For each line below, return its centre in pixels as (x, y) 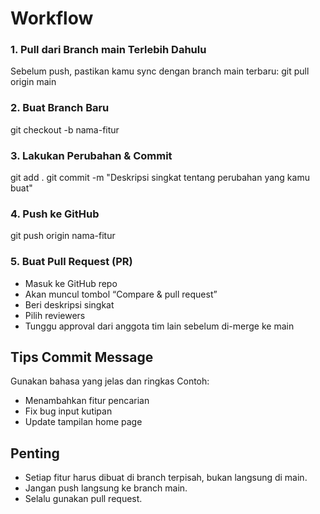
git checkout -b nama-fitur (65, 129)
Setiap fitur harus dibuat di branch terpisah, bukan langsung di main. (166, 478)
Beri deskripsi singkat (69, 304)
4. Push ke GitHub (55, 214)
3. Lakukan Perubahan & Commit (91, 155)
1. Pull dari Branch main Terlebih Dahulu (108, 50)
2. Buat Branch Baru (60, 108)
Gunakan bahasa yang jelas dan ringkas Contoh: (110, 381)
